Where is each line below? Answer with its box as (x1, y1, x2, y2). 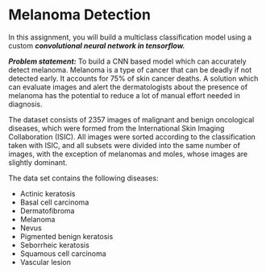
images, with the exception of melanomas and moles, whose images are (8, 149, 248, 159)
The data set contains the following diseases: (8, 173, 159, 183)
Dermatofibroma (19, 205, 75, 215)
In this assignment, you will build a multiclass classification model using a (8, 32, 252, 42)
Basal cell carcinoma (19, 197, 89, 207)
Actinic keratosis (19, 188, 76, 198)
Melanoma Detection (8, 6, 152, 24)
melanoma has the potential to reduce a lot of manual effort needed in (8, 90, 240, 100)
